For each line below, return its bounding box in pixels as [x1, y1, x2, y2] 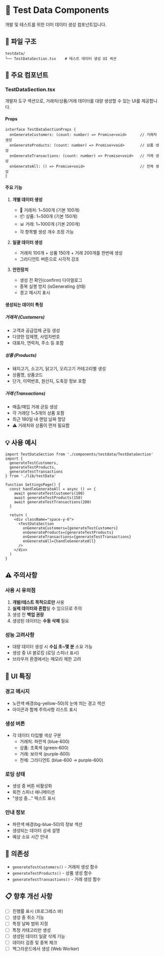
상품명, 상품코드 [12, 372, 43, 378]
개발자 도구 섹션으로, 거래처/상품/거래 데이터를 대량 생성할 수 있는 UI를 [5, 98, 141, 104]
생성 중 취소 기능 [12, 914, 44, 920]
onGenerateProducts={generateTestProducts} [23, 530, 114, 535]
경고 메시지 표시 [19, 289, 50, 295]
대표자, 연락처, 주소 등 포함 [12, 340, 64, 346]
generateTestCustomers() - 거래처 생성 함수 [12, 864, 98, 870]
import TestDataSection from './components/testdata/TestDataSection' [5, 452, 154, 457]
